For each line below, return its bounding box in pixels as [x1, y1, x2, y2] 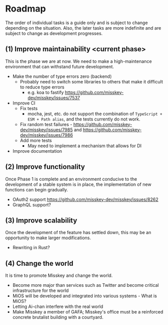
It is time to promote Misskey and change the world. [5, 272, 113, 279]
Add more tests [20, 137, 52, 143]
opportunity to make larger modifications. [5, 235, 92, 241]
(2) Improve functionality [5, 163, 86, 171]
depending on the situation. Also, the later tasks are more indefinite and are [5, 25, 161, 31]
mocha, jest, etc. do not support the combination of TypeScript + [27, 111, 162, 117]
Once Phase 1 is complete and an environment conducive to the [5, 176, 137, 182]
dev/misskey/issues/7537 [27, 94, 80, 100]
